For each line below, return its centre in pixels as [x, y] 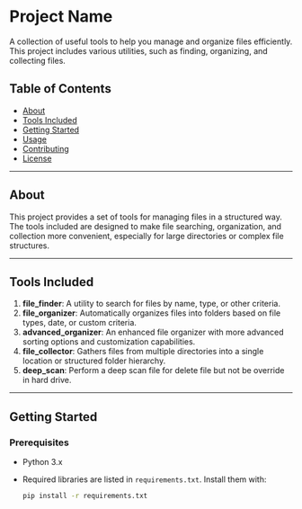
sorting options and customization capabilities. [109, 342]
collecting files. [37, 60]
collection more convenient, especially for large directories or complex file [147, 236]
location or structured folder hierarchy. [94, 361]
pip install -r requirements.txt [85, 496]
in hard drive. [47, 380]
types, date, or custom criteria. [80, 323]
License [37, 158]
